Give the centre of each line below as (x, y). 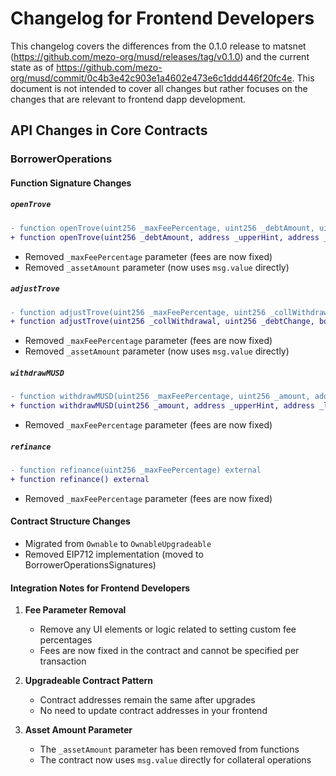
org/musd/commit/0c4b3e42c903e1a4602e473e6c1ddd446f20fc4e (151, 78)
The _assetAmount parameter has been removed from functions (169, 749)
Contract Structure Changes (70, 521)
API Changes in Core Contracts (109, 130)
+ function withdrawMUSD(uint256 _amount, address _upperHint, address (162, 406)
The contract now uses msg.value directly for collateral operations (175, 760)
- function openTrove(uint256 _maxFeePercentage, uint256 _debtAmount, (162, 228)
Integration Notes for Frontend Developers (100, 588)
